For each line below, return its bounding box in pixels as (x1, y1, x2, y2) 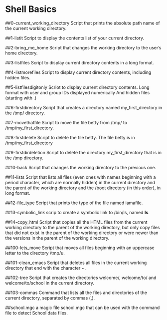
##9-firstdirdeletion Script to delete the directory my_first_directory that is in (5, 149, 162, 155)
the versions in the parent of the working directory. (5, 235, 110, 241)
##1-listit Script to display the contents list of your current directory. (5, 35, 145, 41)
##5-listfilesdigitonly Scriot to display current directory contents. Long (5, 84, 150, 90)
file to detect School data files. (5, 310, 68, 316)
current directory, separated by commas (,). (5, 295, 95, 301)
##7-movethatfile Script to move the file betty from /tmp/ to (5, 119, 128, 125)
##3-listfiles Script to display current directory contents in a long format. (5, 59, 154, 65)
